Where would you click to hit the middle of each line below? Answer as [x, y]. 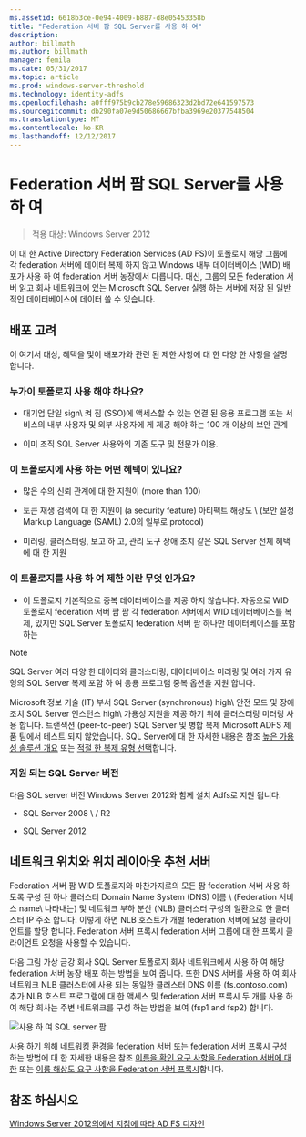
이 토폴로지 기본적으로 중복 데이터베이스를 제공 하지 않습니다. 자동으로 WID [156, 600]
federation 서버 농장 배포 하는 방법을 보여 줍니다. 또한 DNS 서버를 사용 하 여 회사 [153, 973]
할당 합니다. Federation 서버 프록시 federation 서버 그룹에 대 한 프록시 [158, 931]
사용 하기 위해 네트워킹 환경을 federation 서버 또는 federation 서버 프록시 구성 [148, 1046]
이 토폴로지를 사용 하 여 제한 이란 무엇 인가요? [102, 579]
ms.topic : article [44, 77]
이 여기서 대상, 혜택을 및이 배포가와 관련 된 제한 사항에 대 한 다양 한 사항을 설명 [149, 354]
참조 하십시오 [44, 1100]
